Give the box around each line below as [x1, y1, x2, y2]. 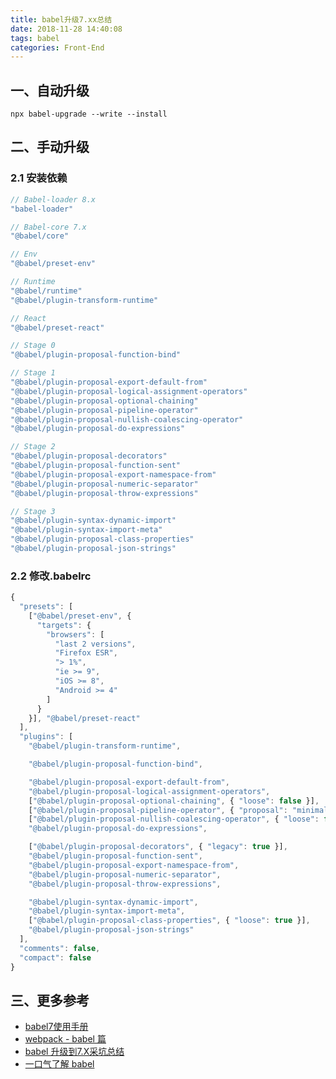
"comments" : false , [19, 943, 101, 953]
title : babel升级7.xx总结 [10, 14, 113, 25]
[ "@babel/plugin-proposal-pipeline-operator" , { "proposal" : [28, 805, 288, 815]
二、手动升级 [10, 139, 90, 156]
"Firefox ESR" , [54, 648, 118, 658]
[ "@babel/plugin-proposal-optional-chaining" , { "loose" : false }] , [28, 796, 320, 806]
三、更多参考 [10, 992, 90, 1009]
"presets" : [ [19, 602, 74, 612]
